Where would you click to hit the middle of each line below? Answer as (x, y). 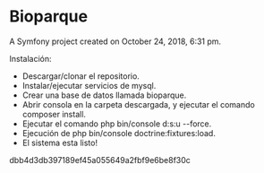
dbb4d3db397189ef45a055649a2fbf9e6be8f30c (100, 160)
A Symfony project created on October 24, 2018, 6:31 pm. (115, 41)
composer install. (54, 114)
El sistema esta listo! (60, 143)
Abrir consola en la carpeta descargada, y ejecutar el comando (138, 104)
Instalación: (30, 58)
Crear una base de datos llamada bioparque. (104, 95)
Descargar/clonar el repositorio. (81, 76)
